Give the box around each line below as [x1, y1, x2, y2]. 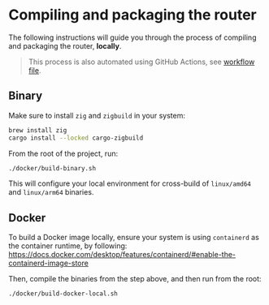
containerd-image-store [8, 258, 89, 268]
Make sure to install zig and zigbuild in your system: [8, 110, 185, 120]
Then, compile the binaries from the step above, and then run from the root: [8, 274, 262, 284]
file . [28, 65, 41, 75]
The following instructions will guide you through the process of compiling [8, 32, 257, 42]
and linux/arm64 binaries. [8, 187, 94, 197]
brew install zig [8, 126, 67, 135]
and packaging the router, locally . [8, 41, 122, 50]
